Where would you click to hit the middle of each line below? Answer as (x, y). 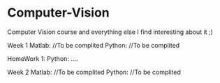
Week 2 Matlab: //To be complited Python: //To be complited (94, 72)
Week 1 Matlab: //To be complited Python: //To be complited (94, 45)
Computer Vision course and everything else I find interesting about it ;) (110, 32)
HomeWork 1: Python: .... (43, 58)
